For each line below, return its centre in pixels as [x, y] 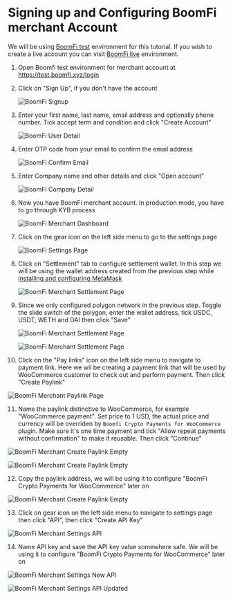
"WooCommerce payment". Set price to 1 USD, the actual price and [113, 416]
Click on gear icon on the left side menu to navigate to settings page [115, 513]
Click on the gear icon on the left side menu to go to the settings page [117, 237]
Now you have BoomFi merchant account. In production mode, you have [121, 203]
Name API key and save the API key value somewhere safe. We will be [118, 546]
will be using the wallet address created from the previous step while [116, 270]
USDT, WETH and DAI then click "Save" [74, 320]
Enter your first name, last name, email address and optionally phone [116, 115]
